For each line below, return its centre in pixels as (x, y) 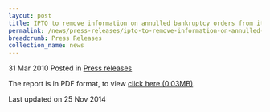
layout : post (30, 16)
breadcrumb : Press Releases (55, 38)
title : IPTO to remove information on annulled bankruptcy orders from (131, 23)
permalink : (27, 30)
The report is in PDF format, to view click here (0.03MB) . (102, 84)
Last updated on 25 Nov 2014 (57, 99)
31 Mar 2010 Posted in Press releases (70, 68)
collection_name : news (46, 46)
